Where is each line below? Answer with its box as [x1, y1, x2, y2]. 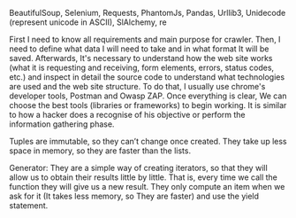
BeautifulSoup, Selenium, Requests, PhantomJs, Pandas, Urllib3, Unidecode [9, 8, 286, 18]
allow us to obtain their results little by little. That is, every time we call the [9, 172, 278, 183]
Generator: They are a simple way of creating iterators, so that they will [9, 163, 268, 173]
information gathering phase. [9, 119, 115, 129]
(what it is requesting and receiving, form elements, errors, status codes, [9, 62, 275, 73]
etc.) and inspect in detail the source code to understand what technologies [9, 72, 285, 82]
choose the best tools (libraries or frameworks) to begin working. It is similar [9, 100, 287, 110]
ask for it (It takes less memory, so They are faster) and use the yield [9, 191, 259, 201]
